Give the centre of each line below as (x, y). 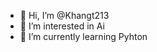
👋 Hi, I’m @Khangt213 (64, 15)
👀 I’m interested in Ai (62, 26)
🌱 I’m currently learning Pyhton (83, 36)
